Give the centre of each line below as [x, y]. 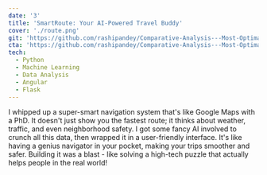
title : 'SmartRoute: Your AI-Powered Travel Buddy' [95, 23]
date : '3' [25, 16]
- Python [30, 60]
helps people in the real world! [58, 163]
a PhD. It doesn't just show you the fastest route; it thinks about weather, [127, 121]
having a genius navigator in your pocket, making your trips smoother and [129, 146]
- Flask [28, 89]
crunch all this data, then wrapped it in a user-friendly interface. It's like [125, 138]
